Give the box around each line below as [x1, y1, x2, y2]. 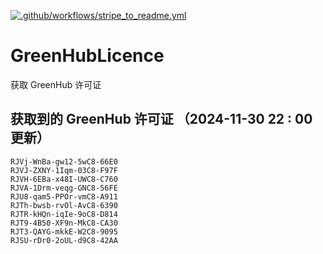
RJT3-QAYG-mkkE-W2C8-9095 [10, 226, 118, 237]
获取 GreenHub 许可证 [10, 78, 102, 90]
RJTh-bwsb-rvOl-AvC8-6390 [10, 200, 118, 210]
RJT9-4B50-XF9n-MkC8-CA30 [10, 218, 118, 228]
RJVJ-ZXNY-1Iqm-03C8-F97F [10, 165, 118, 175]
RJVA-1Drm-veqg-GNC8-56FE [10, 183, 118, 193]
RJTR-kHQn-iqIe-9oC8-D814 [10, 209, 118, 219]
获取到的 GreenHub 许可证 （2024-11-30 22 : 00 [10, 111, 313, 128]
